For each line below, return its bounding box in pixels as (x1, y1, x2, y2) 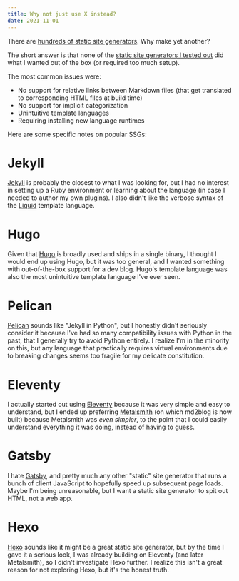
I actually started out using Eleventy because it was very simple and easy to (7, 400, 230, 409)
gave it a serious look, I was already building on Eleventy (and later (7, 550, 204, 559)
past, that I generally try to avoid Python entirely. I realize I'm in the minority (7, 336, 230, 345)
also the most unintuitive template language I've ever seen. (7, 273, 180, 281)
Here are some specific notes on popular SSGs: (7, 130, 148, 138)
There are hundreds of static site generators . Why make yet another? (7, 36, 210, 45)
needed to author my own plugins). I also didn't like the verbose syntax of (7, 193, 224, 202)
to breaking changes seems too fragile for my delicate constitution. (7, 351, 205, 360)
